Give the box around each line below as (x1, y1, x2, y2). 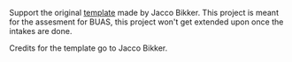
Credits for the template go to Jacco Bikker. (9, 43, 168, 53)
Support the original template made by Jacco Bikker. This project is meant (9, 8, 279, 17)
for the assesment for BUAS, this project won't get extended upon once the (9, 17, 284, 27)
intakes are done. (9, 26, 73, 36)
